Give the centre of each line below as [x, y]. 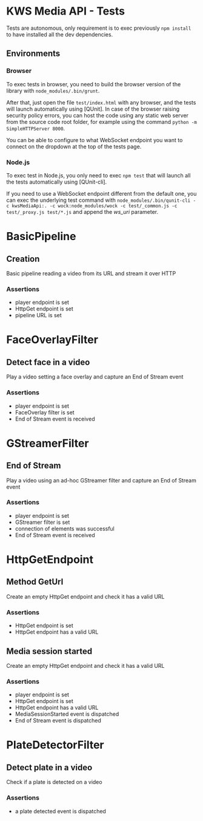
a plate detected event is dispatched [60, 811]
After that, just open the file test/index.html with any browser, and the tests [101, 102]
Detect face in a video [48, 362]
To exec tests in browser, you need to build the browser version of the [94, 84]
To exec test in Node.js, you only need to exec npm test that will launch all [98, 175]
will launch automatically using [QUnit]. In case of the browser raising [93, 109]
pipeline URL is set [38, 315]
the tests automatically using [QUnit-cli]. [57, 182]
